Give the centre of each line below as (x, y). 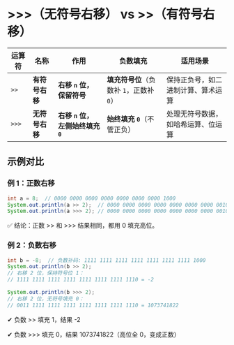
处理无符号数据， (194, 114)
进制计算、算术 (191, 90)
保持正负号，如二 (194, 80)
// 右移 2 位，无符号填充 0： (46, 299)
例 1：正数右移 (31, 184)
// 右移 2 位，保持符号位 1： (46, 273)
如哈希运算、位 (191, 124)
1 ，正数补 (139, 90)
